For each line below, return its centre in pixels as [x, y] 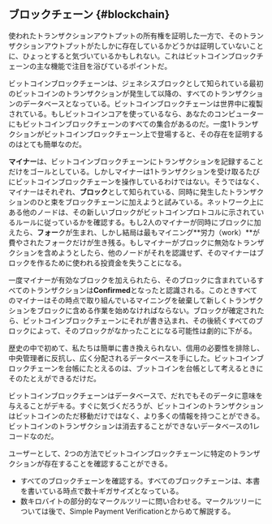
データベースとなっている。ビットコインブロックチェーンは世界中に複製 [143, 103]
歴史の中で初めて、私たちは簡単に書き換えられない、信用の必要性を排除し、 [136, 348]
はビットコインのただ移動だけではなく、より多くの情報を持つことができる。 [136, 415]
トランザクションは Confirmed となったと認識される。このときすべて [144, 290]
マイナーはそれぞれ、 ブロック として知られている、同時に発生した [119, 191]
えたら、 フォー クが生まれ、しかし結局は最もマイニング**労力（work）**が [134, 232]
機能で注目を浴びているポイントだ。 [111, 66]
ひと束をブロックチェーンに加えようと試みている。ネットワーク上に [150, 202]
